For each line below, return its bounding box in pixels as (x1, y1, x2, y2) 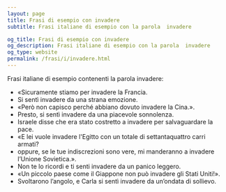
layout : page (7, 10, 45, 17)
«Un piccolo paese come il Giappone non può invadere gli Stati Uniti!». (17, 169, 220, 178)
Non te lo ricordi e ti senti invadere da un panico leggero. (17, 162, 181, 170)
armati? (17, 140, 40, 148)
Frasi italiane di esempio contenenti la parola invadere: (7, 74, 164, 82)
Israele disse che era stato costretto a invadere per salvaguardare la (17, 117, 213, 126)
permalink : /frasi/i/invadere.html (7, 55, 111, 63)
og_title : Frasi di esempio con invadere (7, 36, 130, 43)
